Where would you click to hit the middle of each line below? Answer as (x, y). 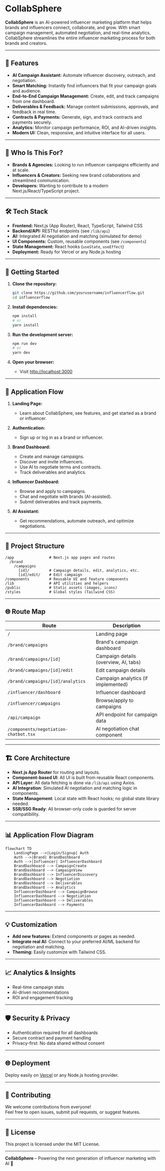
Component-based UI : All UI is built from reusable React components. (83, 778)
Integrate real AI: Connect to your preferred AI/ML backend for (76, 942)
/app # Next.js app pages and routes (60, 557)
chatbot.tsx (22, 734)
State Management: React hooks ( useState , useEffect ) (68, 247)
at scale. (21, 170)
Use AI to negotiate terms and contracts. (60, 467)
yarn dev (21, 353)
